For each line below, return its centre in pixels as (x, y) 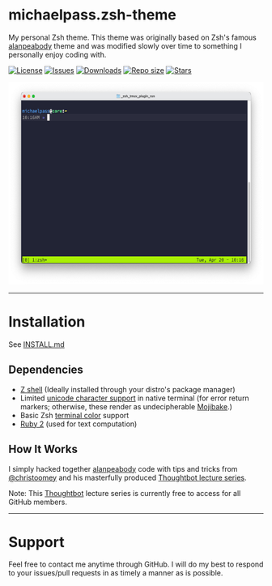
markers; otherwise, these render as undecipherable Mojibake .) (126, 406)
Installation (47, 322)
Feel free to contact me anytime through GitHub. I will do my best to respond (136, 564)
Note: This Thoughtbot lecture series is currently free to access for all (125, 493)
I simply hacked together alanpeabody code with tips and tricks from (123, 468)
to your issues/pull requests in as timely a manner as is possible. (116, 573)
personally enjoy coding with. (57, 54)
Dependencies (46, 370)
